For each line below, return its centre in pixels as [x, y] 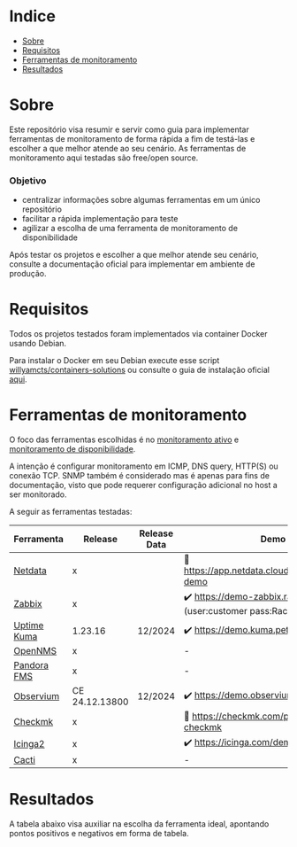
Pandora [31, 665]
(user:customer [215, 611]
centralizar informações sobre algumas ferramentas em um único [141, 200]
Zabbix [28, 603]
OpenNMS [35, 651]
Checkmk [34, 722]
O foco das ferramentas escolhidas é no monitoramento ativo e [124, 439]
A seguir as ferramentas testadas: [71, 512]
